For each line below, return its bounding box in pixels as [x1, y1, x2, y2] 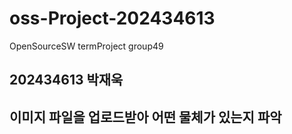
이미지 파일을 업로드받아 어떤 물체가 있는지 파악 [9, 108, 282, 126]
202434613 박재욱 [9, 72, 124, 89]
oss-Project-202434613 [9, 7, 216, 30]
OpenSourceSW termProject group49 [9, 40, 164, 52]
